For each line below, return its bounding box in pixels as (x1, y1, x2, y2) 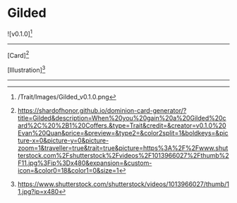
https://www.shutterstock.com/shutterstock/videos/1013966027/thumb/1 (17, 180, 229, 188)
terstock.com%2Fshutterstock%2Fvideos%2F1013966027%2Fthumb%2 (17, 151, 229, 159)
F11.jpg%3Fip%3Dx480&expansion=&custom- (17, 159, 152, 167)
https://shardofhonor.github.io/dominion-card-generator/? (17, 106, 187, 114)
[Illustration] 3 (7, 65, 46, 74)
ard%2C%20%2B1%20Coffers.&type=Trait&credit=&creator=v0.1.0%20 (17, 121, 227, 130)
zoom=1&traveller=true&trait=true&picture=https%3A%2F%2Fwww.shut (17, 143, 229, 152)
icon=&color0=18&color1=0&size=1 (17, 166, 119, 174)
